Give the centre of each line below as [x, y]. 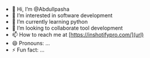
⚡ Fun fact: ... [28, 50]
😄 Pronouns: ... [31, 43]
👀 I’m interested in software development [62, 15]
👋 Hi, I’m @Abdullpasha [40, 9]
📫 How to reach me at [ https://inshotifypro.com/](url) [78, 35]
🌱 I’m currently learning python [50, 22]
